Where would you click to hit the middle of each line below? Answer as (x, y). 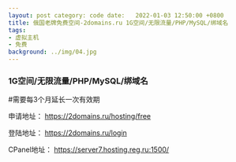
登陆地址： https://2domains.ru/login (68, 133)
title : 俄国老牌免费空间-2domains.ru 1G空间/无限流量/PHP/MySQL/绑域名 (118, 23)
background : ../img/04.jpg (52, 52)
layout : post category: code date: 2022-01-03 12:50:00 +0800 (116, 15)
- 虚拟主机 (24, 37)
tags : (17, 30)
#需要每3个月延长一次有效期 (54, 100)
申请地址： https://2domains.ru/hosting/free (80, 116)
